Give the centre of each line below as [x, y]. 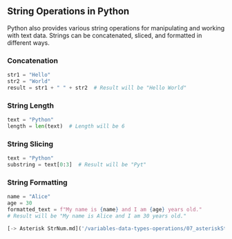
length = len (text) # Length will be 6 [66, 126]
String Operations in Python [68, 11]
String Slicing [30, 144]
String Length [30, 105]
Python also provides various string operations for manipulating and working [116, 28]
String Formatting [37, 182]
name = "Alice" [29, 197]
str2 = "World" [29, 81]
